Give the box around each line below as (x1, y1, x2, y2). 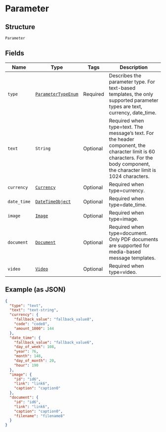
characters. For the (109, 154, 153, 161)
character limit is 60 (109, 148, 156, 155)
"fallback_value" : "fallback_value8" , (14, 317, 94, 322)
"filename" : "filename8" (14, 413, 65, 418)
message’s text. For (109, 130, 154, 136)
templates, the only (109, 90, 154, 97)
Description (119, 64, 148, 71)
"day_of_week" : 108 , (14, 345, 56, 349)
